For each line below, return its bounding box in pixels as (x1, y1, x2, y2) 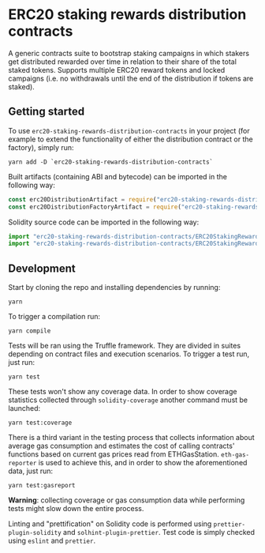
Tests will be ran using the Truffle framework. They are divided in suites (8, 341, 241, 351)
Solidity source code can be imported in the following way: (8, 217, 200, 227)
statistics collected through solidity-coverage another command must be (8, 395, 248, 404)
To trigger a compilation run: (8, 312, 101, 322)
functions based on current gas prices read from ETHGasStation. (8, 450, 219, 459)
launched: (8, 404, 41, 413)
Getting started (8, 105, 85, 118)
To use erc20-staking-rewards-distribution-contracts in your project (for (8, 126, 250, 135)
